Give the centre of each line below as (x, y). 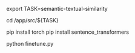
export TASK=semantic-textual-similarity (57, 9)
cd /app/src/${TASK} (32, 20)
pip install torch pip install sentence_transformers (67, 32)
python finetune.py (30, 44)
